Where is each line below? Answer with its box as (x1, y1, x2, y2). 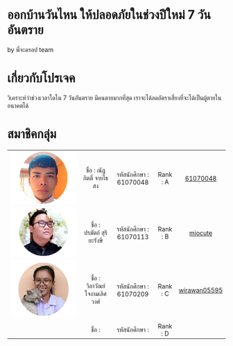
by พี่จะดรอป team (7, 45, 54, 53)
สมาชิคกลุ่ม (7, 126, 57, 142)
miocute (189, 229, 213, 237)
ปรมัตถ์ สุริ (84, 229, 107, 237)
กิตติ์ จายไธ (83, 174, 109, 182)
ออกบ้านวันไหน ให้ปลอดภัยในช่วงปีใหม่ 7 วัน (7, 7, 212, 23)
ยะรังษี (88, 236, 103, 245)
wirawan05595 (179, 286, 223, 294)
